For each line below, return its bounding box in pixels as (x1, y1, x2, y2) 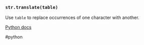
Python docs (5, 24, 32, 30)
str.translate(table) (5, 4, 58, 10)
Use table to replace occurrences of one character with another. (5, 14, 139, 20)
